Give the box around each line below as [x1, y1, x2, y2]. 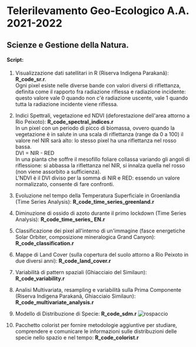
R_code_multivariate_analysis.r [15, 298, 94, 306]
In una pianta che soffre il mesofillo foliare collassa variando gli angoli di [15, 156, 190, 163]
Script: [6, 56, 24, 63]
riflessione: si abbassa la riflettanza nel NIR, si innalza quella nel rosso [15, 161, 185, 169]
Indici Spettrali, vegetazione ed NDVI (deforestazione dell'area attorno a [15, 112, 190, 119]
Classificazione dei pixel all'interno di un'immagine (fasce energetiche [15, 227, 185, 234]
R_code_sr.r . [15, 75, 46, 83]
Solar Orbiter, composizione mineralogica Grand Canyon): [15, 233, 155, 240]
